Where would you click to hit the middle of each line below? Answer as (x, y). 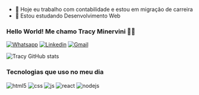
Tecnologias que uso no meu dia (55, 72)
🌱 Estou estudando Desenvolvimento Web (68, 16)
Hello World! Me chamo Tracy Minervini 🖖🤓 (71, 31)
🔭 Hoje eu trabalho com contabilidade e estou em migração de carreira (104, 9)
